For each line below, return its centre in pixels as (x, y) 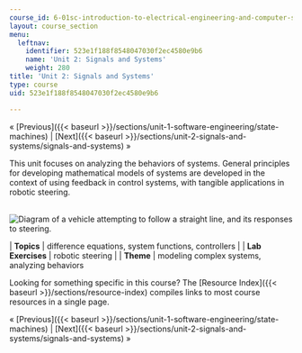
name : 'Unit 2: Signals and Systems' (96, 59)
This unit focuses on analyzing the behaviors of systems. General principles (150, 163)
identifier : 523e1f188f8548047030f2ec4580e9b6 (114, 51)
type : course (34, 85)
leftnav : (34, 43)
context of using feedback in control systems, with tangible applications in (147, 182)
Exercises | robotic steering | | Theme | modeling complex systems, (135, 255)
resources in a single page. (59, 302)
